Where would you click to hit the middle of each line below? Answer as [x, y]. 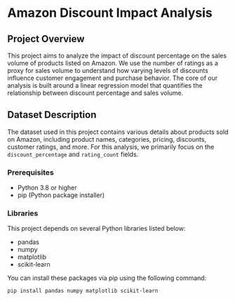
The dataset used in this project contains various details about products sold [118, 132]
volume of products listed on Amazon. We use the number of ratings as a [113, 63]
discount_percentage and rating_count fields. [73, 154]
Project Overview [46, 39]
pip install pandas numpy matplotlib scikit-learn [83, 291]
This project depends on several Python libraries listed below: [96, 229]
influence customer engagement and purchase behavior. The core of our [113, 78]
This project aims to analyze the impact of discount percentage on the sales [117, 55]
